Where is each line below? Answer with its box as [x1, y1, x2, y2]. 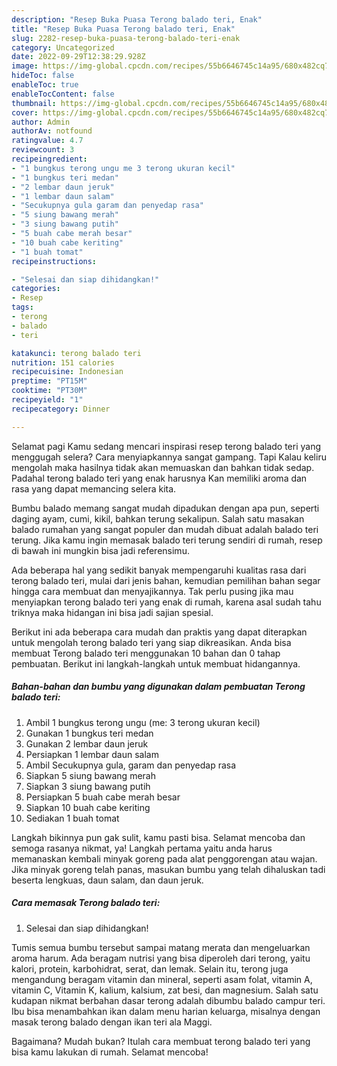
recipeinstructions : [11, 256, 98, 266]
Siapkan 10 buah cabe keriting [25, 801, 151, 813]
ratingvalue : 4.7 [11, 136, 84, 146]
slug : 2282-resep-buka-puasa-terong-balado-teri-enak [11, 33, 241, 43]
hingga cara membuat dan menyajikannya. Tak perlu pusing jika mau [11, 585, 294, 597]
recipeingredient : [11, 154, 88, 164]
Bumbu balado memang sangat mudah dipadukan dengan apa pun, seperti [11, 502, 320, 514]
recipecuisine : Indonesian [11, 367, 124, 377]
